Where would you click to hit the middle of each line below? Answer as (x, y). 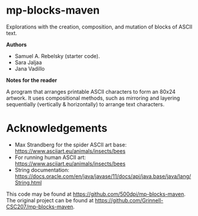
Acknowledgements (57, 128)
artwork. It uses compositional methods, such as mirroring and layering (93, 98)
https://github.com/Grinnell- (129, 200)
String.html (28, 182)
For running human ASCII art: (50, 157)
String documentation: (42, 170)
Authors (17, 45)
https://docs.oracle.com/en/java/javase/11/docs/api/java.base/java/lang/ (103, 176)
